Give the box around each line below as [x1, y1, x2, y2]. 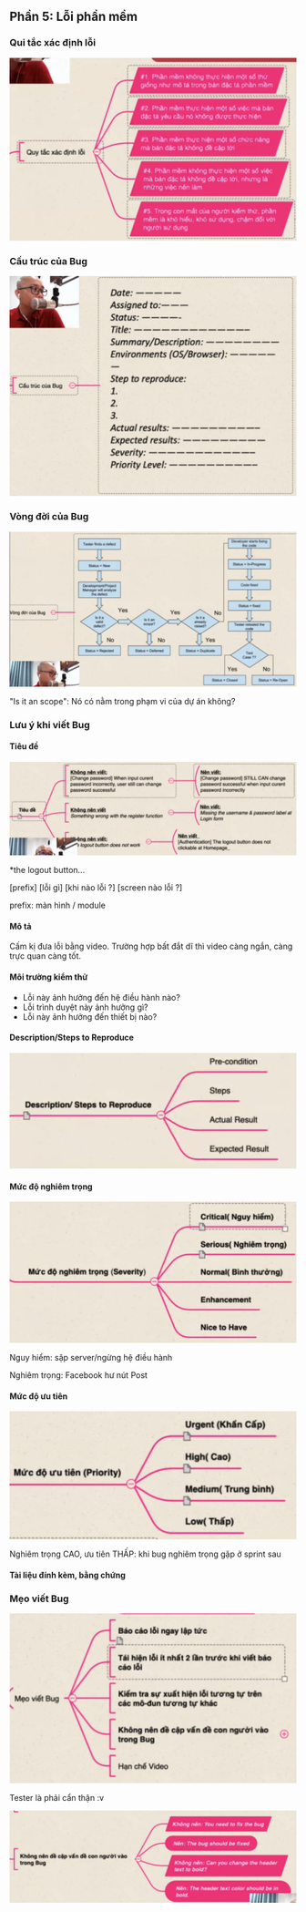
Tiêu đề [9, 741, 39, 752]
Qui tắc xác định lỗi [9, 36, 97, 49]
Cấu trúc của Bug [9, 255, 88, 267]
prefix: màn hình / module [9, 899, 107, 911]
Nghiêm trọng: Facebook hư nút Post [9, 1370, 148, 1381]
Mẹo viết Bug [9, 1592, 70, 1605]
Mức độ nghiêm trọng [9, 1181, 93, 1192]
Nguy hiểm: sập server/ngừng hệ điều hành [9, 1352, 173, 1363]
